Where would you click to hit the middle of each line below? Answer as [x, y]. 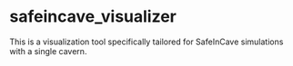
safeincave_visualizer [93, 17]
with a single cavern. [48, 51]
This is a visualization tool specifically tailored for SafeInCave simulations [146, 42]
